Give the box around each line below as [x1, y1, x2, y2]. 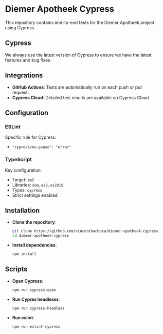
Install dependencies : [12, 242, 57, 248]
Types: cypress [12, 187, 43, 193]
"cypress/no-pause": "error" [12, 145, 72, 150]
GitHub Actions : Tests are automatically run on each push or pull [12, 84, 143, 90]
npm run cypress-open [12, 287, 56, 292]
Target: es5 [12, 177, 35, 183]
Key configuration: [5, 167, 42, 173]
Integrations [5, 71, 43, 80]
